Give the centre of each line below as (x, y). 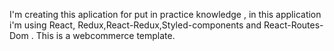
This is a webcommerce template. (105, 35)
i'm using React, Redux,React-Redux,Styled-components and (135, 25)
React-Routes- (293, 25)
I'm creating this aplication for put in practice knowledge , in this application (165, 14)
